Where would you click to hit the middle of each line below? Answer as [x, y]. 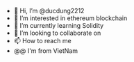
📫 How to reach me [42, 41]
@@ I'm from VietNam [46, 51]
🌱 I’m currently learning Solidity [59, 25]
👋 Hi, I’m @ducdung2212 [49, 11]
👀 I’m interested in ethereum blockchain [70, 18]
